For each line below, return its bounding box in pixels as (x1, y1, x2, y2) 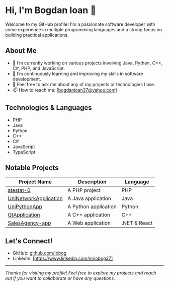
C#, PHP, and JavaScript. (12, 65, 65, 71)
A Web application (67, 220, 111, 227)
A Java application (67, 195, 112, 202)
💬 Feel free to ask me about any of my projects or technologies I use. (12, 81, 155, 87)
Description (77, 178, 107, 185)
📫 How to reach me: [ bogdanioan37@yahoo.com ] (12, 87, 117, 93)
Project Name (18, 178, 52, 185)
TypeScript (12, 149, 36, 155)
